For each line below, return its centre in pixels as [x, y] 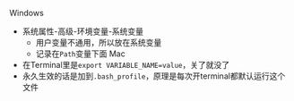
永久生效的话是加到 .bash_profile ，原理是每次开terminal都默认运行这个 [154, 76]
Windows [27, 13]
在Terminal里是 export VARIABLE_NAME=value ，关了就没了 [126, 65]
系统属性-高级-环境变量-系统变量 [83, 31]
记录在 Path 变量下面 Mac [80, 54]
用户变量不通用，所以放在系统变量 [99, 42]
